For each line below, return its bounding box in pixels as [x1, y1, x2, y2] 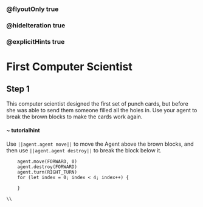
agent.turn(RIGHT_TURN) [17, 169, 78, 175]
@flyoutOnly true [6, 5, 59, 13]
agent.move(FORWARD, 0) [17, 158, 78, 165]
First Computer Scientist [6, 59, 132, 73]
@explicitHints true [6, 37, 65, 46]
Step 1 [6, 84, 30, 94]
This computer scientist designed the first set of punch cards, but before [6, 100, 188, 107]
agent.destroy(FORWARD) [17, 163, 78, 170]
